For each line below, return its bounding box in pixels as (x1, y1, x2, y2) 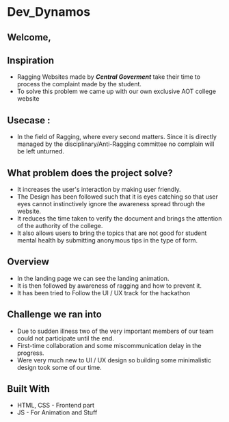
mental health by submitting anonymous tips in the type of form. (16, 236, 198, 245)
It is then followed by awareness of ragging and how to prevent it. (16, 282, 202, 290)
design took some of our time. (16, 363, 102, 371)
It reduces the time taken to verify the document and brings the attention (16, 214, 222, 223)
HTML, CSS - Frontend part (16, 401, 94, 410)
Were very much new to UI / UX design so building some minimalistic (16, 356, 212, 364)
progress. (16, 349, 44, 357)
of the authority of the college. (16, 222, 103, 230)
